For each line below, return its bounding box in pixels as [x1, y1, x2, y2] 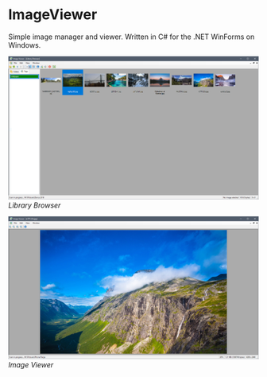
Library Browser [8, 200, 61, 210]
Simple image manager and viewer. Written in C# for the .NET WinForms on [8, 32, 255, 41]
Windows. [8, 40, 41, 49]
